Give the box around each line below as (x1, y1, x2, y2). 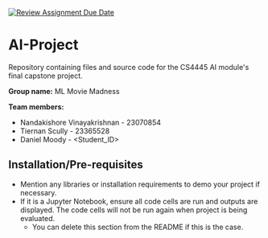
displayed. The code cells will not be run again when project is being (19, 205, 248, 215)
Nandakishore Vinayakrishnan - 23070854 (19, 117, 161, 127)
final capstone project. (8, 71, 83, 80)
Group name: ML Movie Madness (8, 86, 120, 96)
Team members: (8, 101, 64, 112)
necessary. (19, 187, 57, 197)
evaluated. (19, 213, 56, 223)
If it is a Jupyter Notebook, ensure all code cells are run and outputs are (19, 196, 258, 206)
